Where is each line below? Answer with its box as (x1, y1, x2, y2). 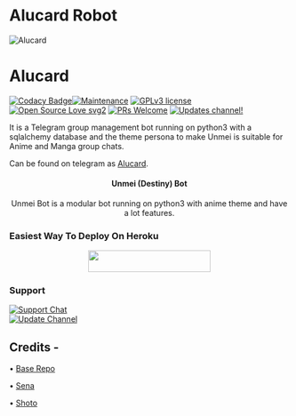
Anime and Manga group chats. (9, 140, 124, 151)
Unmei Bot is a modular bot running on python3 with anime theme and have (11, 198, 288, 209)
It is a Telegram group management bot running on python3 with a (9, 122, 252, 132)
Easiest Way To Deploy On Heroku (9, 230, 159, 242)
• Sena (9, 380, 36, 391)
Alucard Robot (9, 5, 118, 26)
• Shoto (9, 397, 38, 408)
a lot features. (124, 208, 175, 219)
